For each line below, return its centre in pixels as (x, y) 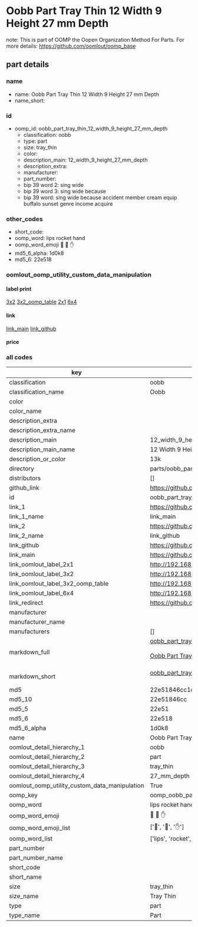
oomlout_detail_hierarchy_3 (47, 767)
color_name (25, 411)
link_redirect (26, 603)
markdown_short (32, 676)
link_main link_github (32, 328)
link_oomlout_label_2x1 (42, 564)
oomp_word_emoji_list (40, 828)
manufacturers (29, 632)
